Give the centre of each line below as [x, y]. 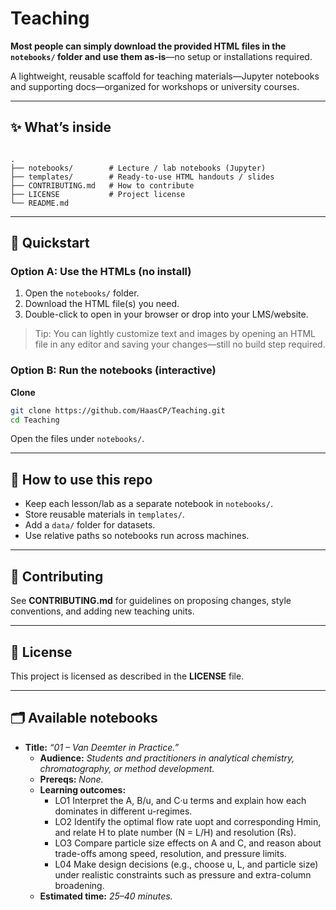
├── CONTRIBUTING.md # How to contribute [102, 185]
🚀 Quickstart [50, 243]
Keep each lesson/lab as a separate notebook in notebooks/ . [148, 504]
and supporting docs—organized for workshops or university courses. [155, 86]
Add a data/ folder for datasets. [90, 525]
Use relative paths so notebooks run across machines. [137, 536]
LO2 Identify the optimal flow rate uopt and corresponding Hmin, [188, 821]
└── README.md [40, 203]
